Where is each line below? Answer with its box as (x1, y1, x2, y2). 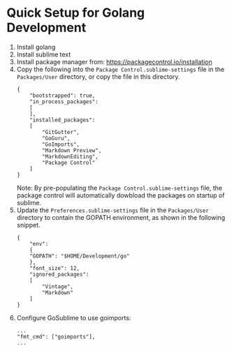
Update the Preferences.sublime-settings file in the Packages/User (16, 206, 209, 214)
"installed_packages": (29, 117, 96, 124)
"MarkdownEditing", (42, 153, 99, 160)
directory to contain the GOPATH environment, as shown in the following (16, 213, 225, 221)
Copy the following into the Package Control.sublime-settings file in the (16, 65, 225, 73)
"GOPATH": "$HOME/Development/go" (29, 253, 130, 260)
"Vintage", (42, 283, 74, 290)
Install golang (16, 43, 56, 51)
